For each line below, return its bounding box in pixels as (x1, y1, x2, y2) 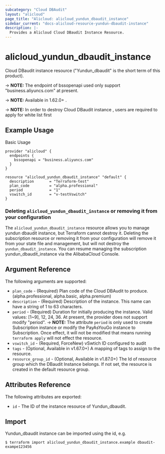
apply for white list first (5, 112, 52, 118)
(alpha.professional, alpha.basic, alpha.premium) (12, 293, 112, 299)
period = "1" (9, 188, 61, 193)
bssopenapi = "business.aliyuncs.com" (14, 157, 94, 162)
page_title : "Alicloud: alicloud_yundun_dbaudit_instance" (5, 16, 129, 21)
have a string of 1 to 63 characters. (12, 303, 83, 309)
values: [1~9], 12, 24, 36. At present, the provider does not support (12, 314, 148, 320)
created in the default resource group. (12, 366, 90, 372)
